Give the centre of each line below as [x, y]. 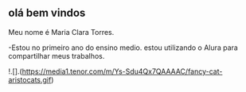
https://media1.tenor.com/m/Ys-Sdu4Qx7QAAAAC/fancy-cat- [122, 71]
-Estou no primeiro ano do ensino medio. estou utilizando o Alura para [123, 48]
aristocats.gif [30, 79]
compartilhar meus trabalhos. [57, 56]
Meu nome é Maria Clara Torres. [61, 32]
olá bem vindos [47, 13]
